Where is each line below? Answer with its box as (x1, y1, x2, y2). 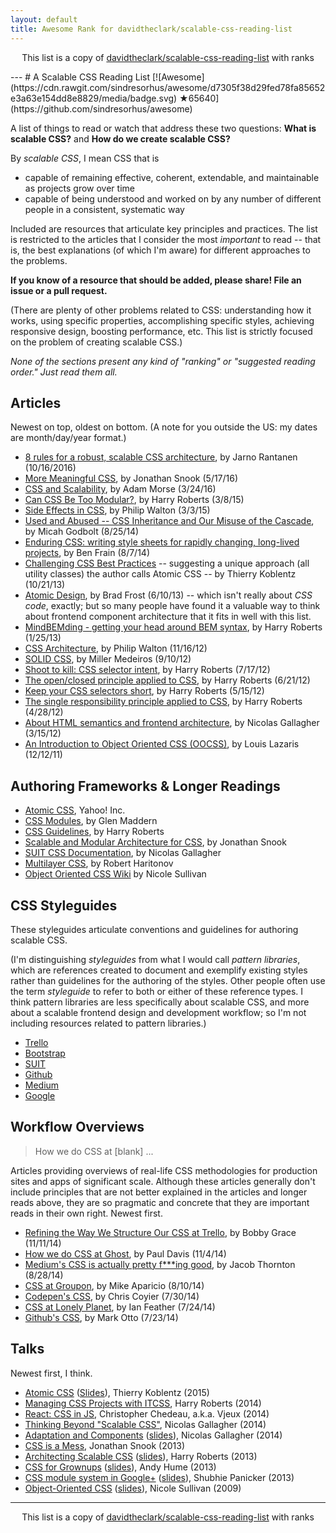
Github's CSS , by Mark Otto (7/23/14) (24, 1311, 179, 1323)
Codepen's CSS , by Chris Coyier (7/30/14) (24, 1290, 200, 1302)
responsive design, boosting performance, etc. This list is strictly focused (10, 325, 313, 337)
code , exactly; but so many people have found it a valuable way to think (24, 600, 321, 612)
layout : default (10, 14, 78, 25)
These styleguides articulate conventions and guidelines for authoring (10, 923, 299, 935)
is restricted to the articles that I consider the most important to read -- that (10, 233, 322, 245)
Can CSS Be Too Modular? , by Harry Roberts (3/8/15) (24, 494, 245, 506)
